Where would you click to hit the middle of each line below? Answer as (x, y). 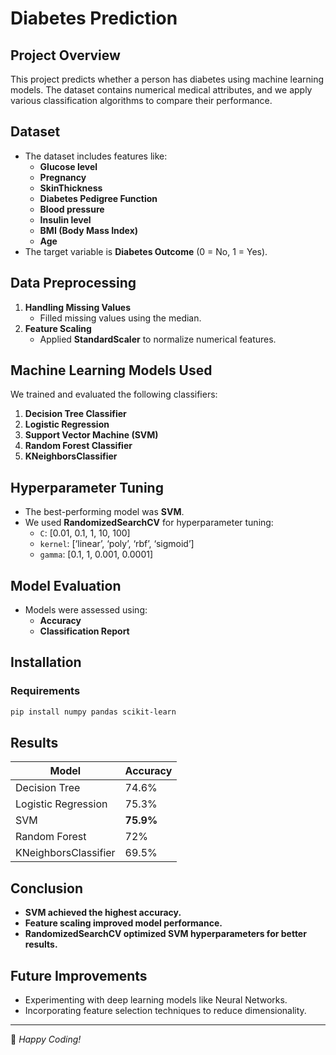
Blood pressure (72, 209)
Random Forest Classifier (78, 446)
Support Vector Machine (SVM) (91, 435)
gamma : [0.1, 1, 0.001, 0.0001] (96, 554)
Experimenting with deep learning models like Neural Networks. (156, 1000)
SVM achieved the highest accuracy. (103, 913)
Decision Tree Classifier (75, 414)
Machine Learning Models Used (111, 370)
